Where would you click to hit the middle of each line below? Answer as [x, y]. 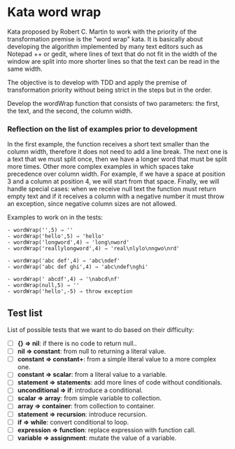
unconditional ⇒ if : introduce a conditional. [80, 390]
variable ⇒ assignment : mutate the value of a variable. [97, 438]
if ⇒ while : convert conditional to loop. [73, 422]
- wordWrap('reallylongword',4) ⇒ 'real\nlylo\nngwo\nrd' [93, 249]
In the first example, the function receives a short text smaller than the [108, 144]
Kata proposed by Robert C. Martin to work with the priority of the [102, 32]
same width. [25, 69]
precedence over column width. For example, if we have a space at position [116, 174]
